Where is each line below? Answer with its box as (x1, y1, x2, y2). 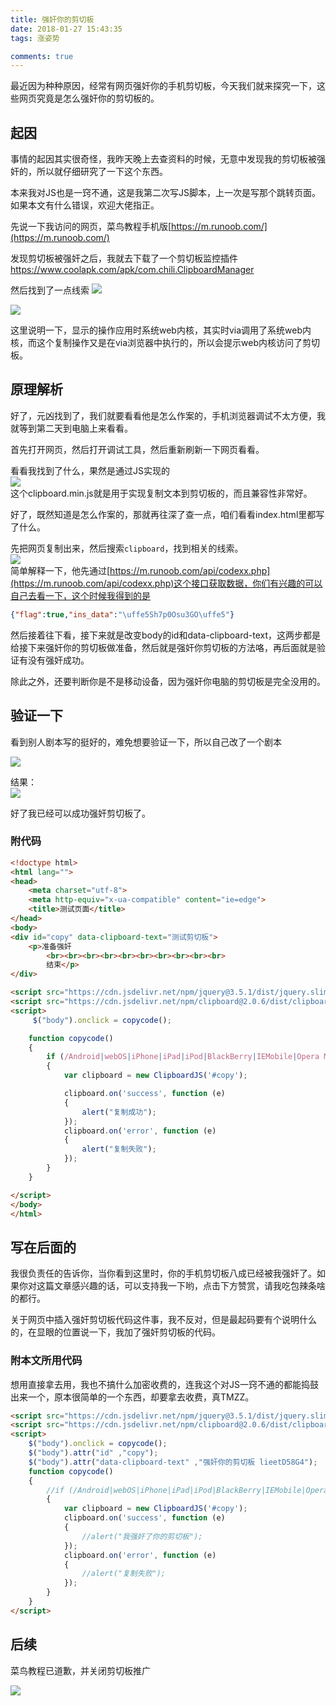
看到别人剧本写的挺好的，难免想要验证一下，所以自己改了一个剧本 (10, 736, 282, 748)
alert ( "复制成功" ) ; (81, 1107, 157, 1117)
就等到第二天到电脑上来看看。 (10, 422, 133, 434)
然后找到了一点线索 (10, 284, 90, 296)
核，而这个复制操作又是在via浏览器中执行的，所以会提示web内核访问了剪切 (10, 337, 321, 349)
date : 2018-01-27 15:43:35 (10, 24, 123, 34)
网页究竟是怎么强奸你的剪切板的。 (18, 92, 160, 105)
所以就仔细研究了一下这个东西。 (36, 166, 168, 178)
